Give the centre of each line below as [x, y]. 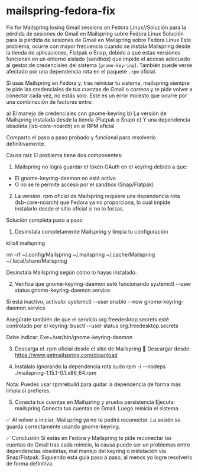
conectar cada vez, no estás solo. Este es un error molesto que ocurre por [97, 95]
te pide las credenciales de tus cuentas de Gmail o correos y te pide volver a [99, 89]
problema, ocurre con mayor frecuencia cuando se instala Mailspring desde [98, 46]
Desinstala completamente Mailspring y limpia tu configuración [91, 231]
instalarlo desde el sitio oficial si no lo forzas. [69, 208]
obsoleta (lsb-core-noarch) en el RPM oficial [60, 126]
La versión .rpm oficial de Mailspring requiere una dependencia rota [97, 196]
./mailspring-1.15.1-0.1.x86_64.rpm [55, 372]
